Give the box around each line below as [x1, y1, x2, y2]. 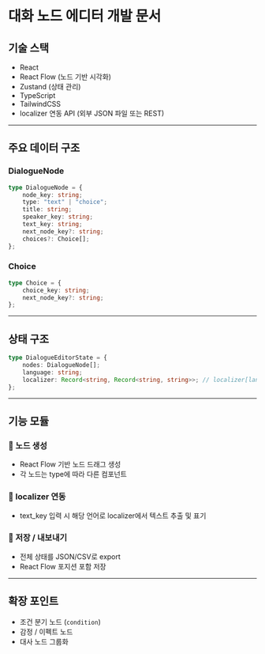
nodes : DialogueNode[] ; [22, 361, 101, 369]
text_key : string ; [22, 221, 83, 229]
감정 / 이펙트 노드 [19, 626, 73, 637]
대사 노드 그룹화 [19, 637, 69, 646]
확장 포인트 [8, 595, 59, 608]
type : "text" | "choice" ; [22, 198, 108, 206]
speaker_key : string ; [22, 213, 93, 221]
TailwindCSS [19, 100, 62, 108]
